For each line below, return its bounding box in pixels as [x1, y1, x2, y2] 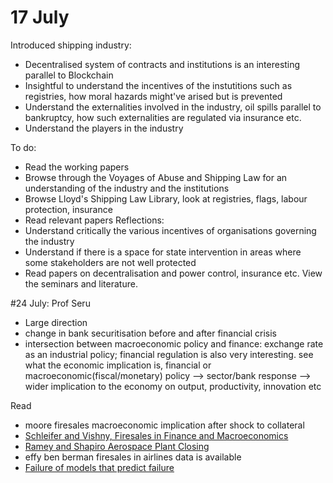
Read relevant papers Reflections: [24, 214, 165, 226]
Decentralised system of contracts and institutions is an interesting [24, 58, 301, 70]
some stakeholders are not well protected [24, 256, 197, 268]
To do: [10, 141, 37, 153]
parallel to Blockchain [24, 69, 114, 81]
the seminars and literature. [24, 277, 138, 290]
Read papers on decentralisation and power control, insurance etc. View [24, 267, 323, 279]
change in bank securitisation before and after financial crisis [24, 327, 277, 339]
